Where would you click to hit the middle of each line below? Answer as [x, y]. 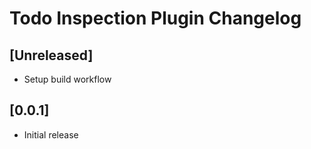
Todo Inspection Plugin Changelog [155, 18]
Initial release [51, 134]
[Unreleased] [51, 55]
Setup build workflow [67, 79]
